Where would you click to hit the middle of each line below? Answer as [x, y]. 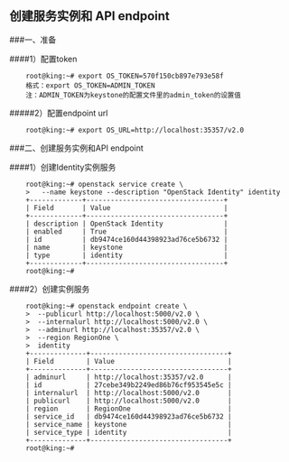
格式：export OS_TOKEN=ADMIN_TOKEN [90, 85]
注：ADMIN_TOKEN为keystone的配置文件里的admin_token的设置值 [133, 95]
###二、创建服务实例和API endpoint [77, 148]
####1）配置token [43, 59]
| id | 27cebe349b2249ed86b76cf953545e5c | [129, 385]
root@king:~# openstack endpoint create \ [107, 306]
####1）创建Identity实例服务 [63, 167]
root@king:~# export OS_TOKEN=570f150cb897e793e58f [125, 76]
